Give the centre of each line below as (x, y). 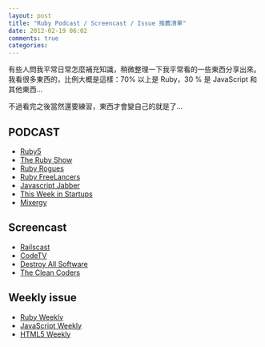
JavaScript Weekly (51, 325)
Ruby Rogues (42, 168)
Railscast (35, 247)
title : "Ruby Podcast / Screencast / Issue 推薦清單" (97, 23)
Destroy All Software (54, 264)
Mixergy (33, 202)
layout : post (30, 16)
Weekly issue (43, 298)
